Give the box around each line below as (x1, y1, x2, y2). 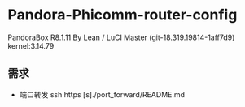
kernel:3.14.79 (7, 41, 55, 50)
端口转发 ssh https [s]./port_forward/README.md (19, 89, 185, 99)
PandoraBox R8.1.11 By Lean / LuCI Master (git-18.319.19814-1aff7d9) (7, 32, 235, 42)
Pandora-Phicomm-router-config (7, 6, 238, 24)
